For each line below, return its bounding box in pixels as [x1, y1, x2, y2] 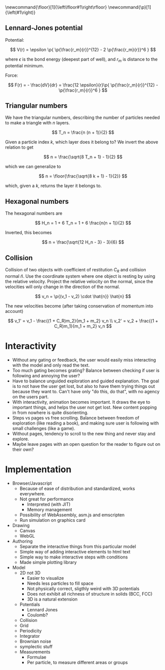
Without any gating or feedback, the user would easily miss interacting [12, 357, 157, 363]
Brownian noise [19, 638, 51, 644]
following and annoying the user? [12, 372, 80, 378]
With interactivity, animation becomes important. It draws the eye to [12, 399, 151, 405]
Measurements [19, 649, 50, 655]
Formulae [27, 654, 46, 660]
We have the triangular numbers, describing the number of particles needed [5, 115, 160, 121]
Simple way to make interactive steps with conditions [19, 554, 128, 560]
